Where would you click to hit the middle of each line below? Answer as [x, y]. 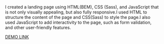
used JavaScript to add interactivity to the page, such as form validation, [78, 22]
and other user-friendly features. [38, 28]
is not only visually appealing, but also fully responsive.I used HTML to [76, 12]
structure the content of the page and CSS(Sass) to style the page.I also [78, 17]
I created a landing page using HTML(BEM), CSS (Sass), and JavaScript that [82, 7]
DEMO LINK [17, 37]
